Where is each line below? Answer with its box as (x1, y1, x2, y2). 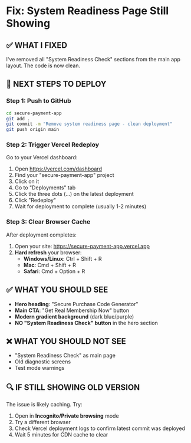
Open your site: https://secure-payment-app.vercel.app (14, 242, 150, 250)
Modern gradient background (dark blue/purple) (14, 313, 134, 320)
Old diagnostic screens (14, 358, 71, 365)
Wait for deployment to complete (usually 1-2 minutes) (14, 203, 147, 210)
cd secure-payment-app (6, 110, 62, 116)
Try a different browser (14, 419, 71, 426)
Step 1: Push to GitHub (6, 97, 72, 105)
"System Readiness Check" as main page (14, 352, 116, 359)
